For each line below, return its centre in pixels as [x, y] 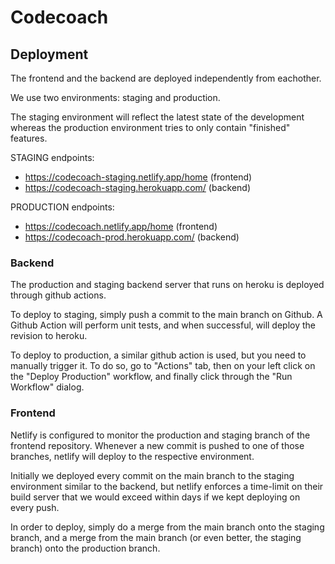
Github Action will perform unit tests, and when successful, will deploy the [163, 325]
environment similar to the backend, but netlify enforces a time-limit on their [167, 486]
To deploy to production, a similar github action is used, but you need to [158, 355]
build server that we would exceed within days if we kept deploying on [155, 497]
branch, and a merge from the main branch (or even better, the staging [156, 537]
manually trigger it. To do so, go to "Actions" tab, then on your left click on [163, 366]
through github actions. [58, 295]
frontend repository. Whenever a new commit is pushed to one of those [157, 445]
